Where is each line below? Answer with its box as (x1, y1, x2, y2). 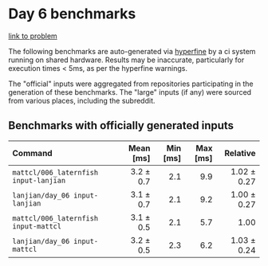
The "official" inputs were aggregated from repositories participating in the (8, 79, 254, 88)
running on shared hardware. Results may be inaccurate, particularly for (8, 55, 245, 65)
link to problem (8, 31, 57, 41)
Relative (224, 147, 256, 158)
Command (12, 147, 53, 158)
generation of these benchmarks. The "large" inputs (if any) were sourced (8, 87, 252, 96)
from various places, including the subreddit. (8, 96, 156, 105)
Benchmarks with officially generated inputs (8, 119, 234, 132)
